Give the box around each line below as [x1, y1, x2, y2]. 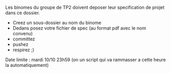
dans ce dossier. [5, 10, 40, 16]
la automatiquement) [5, 62, 49, 68]
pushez [12, 41, 29, 47]
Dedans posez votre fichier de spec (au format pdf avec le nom [12, 25, 146, 31]
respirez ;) [12, 47, 35, 53]
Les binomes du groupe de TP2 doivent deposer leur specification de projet [5, 5, 165, 10]
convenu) [12, 31, 33, 36]
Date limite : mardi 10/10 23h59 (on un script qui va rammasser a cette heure [5, 57, 166, 63]
